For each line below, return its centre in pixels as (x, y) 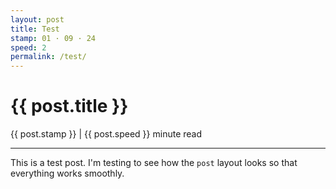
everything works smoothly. (67, 173)
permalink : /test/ (48, 57)
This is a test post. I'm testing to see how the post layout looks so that (154, 163)
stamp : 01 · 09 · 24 (53, 38)
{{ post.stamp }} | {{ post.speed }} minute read (106, 134)
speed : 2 (28, 47)
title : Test (35, 29)
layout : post (37, 19)
